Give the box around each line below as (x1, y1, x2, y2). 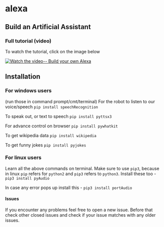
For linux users (5, 154, 42, 161)
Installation (5, 73, 41, 81)
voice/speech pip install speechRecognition (5, 104, 98, 110)
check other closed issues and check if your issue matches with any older (5, 212, 156, 218)
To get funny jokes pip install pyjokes (5, 142, 86, 148)
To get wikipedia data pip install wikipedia (5, 132, 97, 138)
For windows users (5, 87, 52, 94)
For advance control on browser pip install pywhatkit (5, 123, 118, 129)
